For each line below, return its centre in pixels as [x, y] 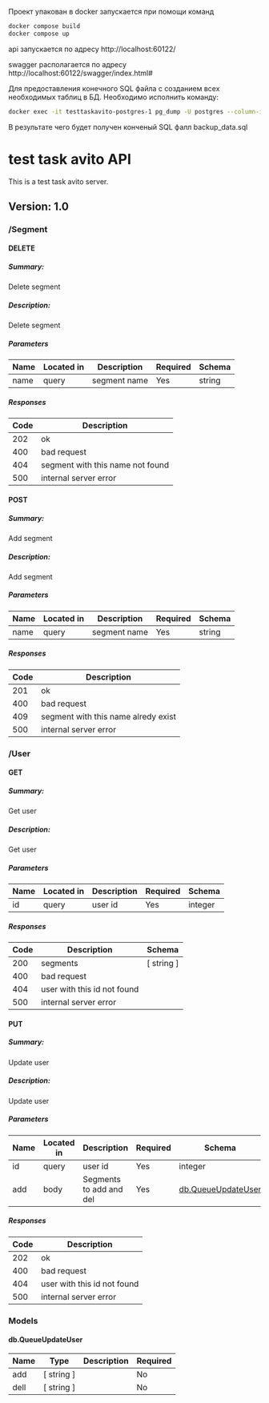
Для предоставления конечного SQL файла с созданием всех [114, 88]
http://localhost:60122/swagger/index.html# [81, 73]
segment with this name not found [105, 465]
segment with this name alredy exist [108, 716]
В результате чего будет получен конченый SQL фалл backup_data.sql [128, 126]
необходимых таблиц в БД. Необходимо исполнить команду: [113, 97]
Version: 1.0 [39, 206]
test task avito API [70, 159]
